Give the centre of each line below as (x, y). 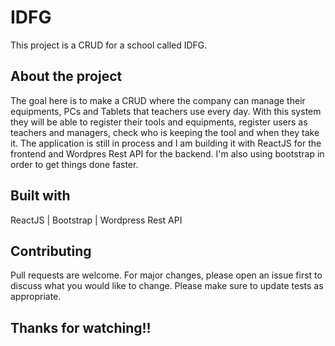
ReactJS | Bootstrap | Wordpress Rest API (96, 220)
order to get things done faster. (74, 164)
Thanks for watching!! (81, 327)
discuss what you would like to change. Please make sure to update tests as (167, 286)
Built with (40, 196)
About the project (66, 76)
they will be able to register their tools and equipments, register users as (159, 122)
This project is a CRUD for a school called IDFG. (109, 45)
